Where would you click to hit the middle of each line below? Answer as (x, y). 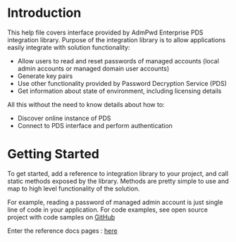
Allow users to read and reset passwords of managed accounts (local (118, 60)
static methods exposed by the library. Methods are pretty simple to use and (118, 181)
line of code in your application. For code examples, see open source (107, 210)
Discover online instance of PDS (64, 118)
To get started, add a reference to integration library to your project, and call (118, 173)
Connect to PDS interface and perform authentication (95, 125)
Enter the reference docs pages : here (62, 231)
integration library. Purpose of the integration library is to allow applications (117, 39)
